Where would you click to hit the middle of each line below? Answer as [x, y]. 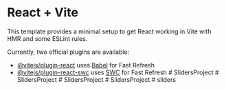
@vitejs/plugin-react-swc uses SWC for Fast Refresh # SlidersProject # [118, 72]
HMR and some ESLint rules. [47, 38]
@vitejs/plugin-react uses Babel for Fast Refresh [86, 65]
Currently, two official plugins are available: [68, 52]
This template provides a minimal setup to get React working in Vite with [109, 31]
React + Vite [43, 13]
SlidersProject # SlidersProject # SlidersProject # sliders [97, 79]
